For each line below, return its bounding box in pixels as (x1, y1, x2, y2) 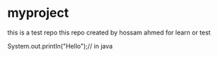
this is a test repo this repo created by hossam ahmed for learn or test (7, 28, 211, 37)
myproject (7, 5, 69, 21)
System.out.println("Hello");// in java (7, 42, 113, 50)
